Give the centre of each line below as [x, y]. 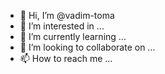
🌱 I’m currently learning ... [73, 36]
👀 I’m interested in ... [62, 26]
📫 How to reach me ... [66, 58]
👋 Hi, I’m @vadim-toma [67, 15]
